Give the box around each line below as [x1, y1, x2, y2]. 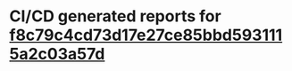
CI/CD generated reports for [9, 6, 221, 27]
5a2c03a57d [9, 44, 105, 64]
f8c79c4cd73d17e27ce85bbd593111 [9, 25, 283, 45]
